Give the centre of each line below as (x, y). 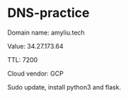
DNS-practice (48, 13)
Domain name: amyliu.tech (46, 32)
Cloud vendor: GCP (35, 73)
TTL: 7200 (23, 60)
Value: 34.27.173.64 (35, 46)
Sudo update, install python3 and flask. (64, 87)
